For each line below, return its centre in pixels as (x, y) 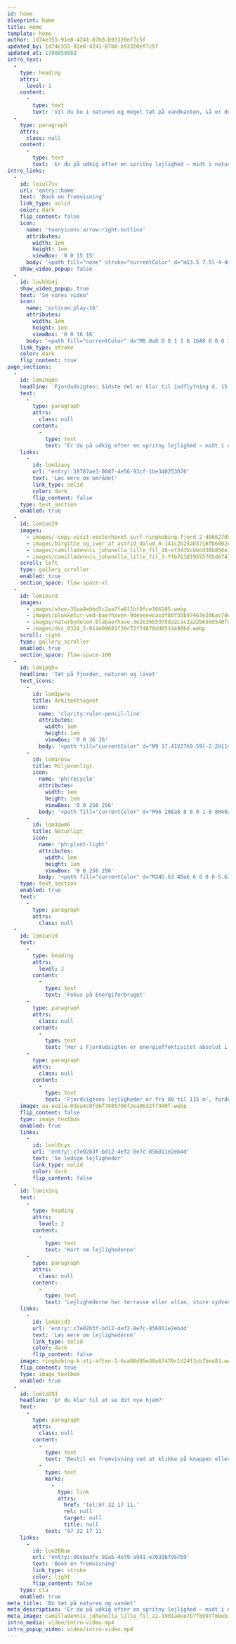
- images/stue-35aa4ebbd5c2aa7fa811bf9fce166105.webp (106, 609)
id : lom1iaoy (52, 465)
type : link (73, 1492)
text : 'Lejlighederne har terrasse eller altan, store (127, 1302)
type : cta (34, 1590)
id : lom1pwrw (52, 694)
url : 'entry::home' (48, 191)
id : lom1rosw (52, 759)
